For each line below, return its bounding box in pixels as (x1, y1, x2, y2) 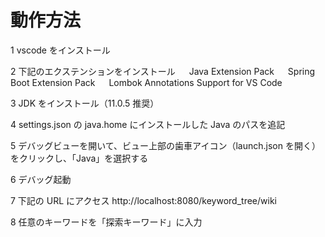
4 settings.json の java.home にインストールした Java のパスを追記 (10, 118, 286, 130)
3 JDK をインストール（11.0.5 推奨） (10, 97, 160, 109)
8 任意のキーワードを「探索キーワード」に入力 (10, 216, 203, 228)
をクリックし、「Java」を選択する (10, 152, 149, 164)
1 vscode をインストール (10, 44, 111, 56)
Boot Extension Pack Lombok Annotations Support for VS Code (10, 76, 283, 88)
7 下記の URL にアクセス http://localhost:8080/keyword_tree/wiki (10, 194, 277, 206)
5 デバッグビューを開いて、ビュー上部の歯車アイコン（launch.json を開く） (10, 139, 321, 151)
